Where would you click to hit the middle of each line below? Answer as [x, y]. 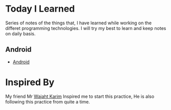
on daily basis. [20, 33]
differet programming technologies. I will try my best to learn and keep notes [86, 28]
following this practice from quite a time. [48, 101]
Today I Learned [40, 9]
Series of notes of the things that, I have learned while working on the [79, 23]
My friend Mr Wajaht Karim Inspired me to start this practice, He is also [80, 96]
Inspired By [30, 82]
